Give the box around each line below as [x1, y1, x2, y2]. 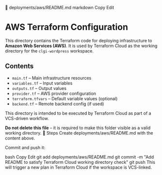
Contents [5, 62, 34, 70]
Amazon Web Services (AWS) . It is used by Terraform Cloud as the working [5, 43, 158, 49]
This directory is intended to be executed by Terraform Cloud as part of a [5, 110, 151, 116]
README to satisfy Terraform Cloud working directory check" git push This [5, 159, 155, 165]
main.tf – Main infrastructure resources [12, 75, 92, 81]
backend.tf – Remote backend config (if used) [12, 101, 104, 106]
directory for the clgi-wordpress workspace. [5, 48, 94, 53]
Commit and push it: [5, 144, 46, 150]
